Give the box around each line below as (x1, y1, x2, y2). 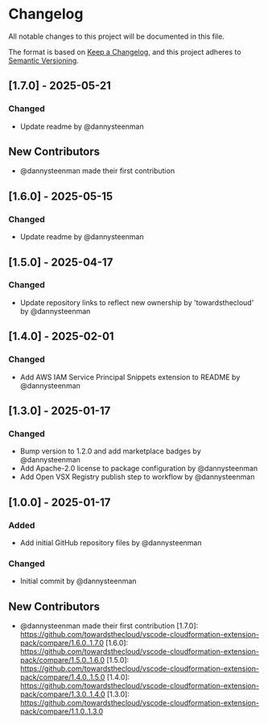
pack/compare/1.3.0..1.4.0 (19, 689, 106, 699)
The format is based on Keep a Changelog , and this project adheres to (8, 47, 241, 56)
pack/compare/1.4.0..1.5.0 (19, 672, 105, 681)
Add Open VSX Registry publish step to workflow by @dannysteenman (19, 472, 255, 482)
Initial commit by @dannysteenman (19, 577, 137, 586)
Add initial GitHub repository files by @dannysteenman (19, 537, 202, 548)
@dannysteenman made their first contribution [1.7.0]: (19, 621, 199, 631)
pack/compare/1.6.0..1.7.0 (19, 638, 105, 647)
